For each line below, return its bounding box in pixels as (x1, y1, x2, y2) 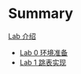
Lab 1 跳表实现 (19, 58, 67, 67)
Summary (8, 5, 73, 23)
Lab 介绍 (8, 31, 37, 41)
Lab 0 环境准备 (19, 48, 68, 57)
